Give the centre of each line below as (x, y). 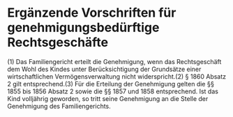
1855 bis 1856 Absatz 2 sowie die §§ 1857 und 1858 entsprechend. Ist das (113, 91)
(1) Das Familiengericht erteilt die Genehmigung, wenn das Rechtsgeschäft (114, 61)
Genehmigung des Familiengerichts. (59, 106)
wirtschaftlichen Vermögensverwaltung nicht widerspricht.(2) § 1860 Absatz (117, 76)
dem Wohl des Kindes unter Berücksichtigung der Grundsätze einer (104, 69)
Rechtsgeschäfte (58, 42)
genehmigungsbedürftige (83, 28)
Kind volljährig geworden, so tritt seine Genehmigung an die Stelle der (108, 98)
